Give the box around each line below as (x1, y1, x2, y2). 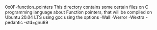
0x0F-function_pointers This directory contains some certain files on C (5, 4, 149, 10)
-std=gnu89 (24, 19, 48, 25)
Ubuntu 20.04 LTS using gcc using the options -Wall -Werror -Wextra (5, 15, 145, 20)
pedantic (5, 19, 23, 25)
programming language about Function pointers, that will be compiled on (5, 9, 152, 15)
